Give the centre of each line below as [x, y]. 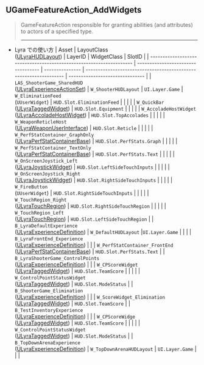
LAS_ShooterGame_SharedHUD [49, 83]
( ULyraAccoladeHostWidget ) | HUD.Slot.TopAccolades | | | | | [90, 115]
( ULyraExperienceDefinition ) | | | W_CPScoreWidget [76, 264]
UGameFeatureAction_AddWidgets [74, 10]
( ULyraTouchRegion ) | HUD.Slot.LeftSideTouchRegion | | [84, 219]
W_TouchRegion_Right [40, 200]
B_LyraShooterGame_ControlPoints [57, 258]
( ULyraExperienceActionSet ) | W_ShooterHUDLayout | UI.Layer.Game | [99, 89]
